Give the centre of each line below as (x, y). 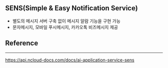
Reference (22, 43)
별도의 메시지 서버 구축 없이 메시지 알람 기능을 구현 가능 (66, 21)
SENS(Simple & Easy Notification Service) (72, 8)
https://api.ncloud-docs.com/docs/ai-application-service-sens (70, 60)
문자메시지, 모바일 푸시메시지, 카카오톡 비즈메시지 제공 (65, 27)
